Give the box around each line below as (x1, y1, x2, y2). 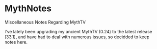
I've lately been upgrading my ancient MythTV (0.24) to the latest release (4, 28, 153, 34)
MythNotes (4, 3, 52, 14)
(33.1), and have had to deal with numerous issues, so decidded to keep (4, 34, 150, 40)
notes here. (4, 39, 28, 45)
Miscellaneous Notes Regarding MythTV (4, 19, 86, 25)
